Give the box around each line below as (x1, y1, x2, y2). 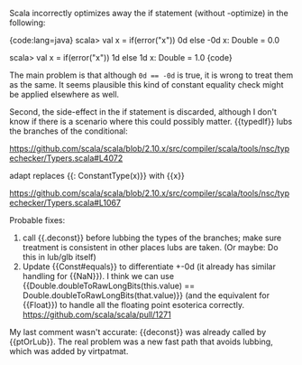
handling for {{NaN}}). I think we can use (22, 271, 174, 281)
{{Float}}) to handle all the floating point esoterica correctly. (22, 300, 245, 310)
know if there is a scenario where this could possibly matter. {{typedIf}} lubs (9, 117, 293, 126)
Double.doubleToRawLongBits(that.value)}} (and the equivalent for (22, 290, 270, 301)
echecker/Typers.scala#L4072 (9, 153, 124, 164)
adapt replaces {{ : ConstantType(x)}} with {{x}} (9, 171, 185, 181)
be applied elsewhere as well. (9, 89, 120, 99)
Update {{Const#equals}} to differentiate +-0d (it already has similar (22, 261, 277, 272)
